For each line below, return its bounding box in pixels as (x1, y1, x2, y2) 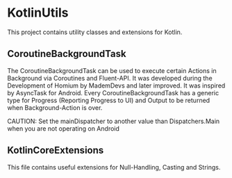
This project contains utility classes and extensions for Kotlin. (7, 28, 183, 36)
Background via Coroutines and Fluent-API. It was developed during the (7, 74, 213, 82)
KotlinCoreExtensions (7, 145, 104, 156)
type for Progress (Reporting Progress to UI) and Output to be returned (7, 96, 210, 104)
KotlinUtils (7, 5, 69, 21)
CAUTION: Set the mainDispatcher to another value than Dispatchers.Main (7, 117, 220, 125)
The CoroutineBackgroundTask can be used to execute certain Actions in (7, 66, 217, 74)
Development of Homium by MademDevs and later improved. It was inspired (7, 81, 226, 90)
